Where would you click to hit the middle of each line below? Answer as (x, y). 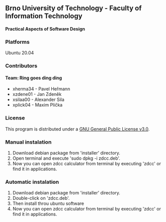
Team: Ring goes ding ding (34, 78)
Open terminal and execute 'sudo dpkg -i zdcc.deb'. (66, 158)
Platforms (18, 42)
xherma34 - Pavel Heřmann (41, 89)
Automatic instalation (32, 182)
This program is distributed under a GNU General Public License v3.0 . (77, 129)
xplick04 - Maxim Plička (37, 105)
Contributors (21, 66)
